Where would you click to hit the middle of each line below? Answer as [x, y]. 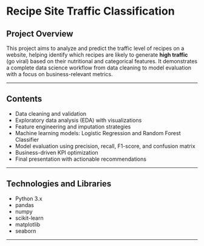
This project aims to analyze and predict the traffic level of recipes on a [95, 48]
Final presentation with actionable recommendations [81, 159]
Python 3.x [29, 199]
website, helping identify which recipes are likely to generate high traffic [97, 55]
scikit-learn [29, 218]
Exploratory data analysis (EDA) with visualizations [78, 120]
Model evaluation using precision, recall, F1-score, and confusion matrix [105, 146]
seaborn [25, 231]
